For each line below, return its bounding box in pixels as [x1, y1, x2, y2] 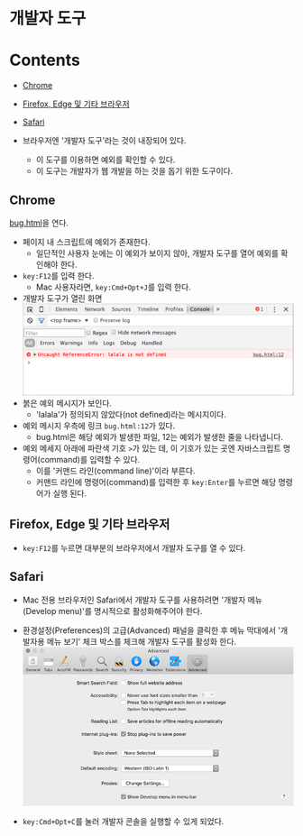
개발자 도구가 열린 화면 [22, 292, 103, 303]
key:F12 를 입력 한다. [22, 270, 95, 280]
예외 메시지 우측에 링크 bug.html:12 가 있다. [22, 420, 176, 431]
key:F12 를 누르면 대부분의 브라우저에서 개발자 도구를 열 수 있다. [22, 542, 246, 553]
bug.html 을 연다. [9, 217, 69, 228]
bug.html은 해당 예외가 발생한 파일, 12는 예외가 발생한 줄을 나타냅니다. [35, 431, 284, 442]
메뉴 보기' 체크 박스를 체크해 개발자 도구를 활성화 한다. [46, 636, 237, 647]
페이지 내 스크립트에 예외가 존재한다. [22, 236, 151, 247]
